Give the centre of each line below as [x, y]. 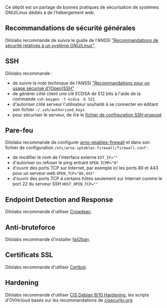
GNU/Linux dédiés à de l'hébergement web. [50, 12]
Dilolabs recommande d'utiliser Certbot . [46, 267]
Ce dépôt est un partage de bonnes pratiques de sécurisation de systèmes [82, 7]
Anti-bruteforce [30, 227]
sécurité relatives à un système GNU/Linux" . [50, 45]
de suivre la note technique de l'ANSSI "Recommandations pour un [81, 83]
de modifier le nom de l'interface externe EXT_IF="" [65, 157]
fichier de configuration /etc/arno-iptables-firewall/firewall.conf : [77, 148]
